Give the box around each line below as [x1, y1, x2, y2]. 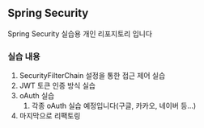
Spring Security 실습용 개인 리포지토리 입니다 [7, 28, 153, 39]
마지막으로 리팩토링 [19, 111, 81, 121]
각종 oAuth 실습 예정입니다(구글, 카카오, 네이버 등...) [31, 101, 197, 111]
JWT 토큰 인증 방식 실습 [19, 81, 96, 91]
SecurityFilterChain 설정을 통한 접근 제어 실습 [19, 71, 166, 81]
